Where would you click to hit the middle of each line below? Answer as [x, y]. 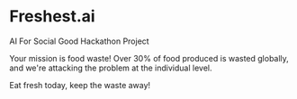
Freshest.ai [53, 16]
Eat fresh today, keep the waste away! [80, 85]
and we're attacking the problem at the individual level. [111, 68]
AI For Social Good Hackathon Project [80, 41]
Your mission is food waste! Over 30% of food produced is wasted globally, [149, 58]
